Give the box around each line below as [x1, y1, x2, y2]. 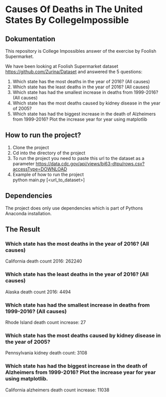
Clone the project [12, 144, 49, 150]
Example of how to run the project [12, 171, 84, 177]
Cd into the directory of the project [12, 150, 85, 156]
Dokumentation [5, 35, 56, 43]
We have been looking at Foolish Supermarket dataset [5, 63, 118, 69]
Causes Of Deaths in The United [5, 4, 143, 15]
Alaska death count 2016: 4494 [5, 288, 71, 295]
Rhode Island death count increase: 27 [5, 319, 86, 325]
